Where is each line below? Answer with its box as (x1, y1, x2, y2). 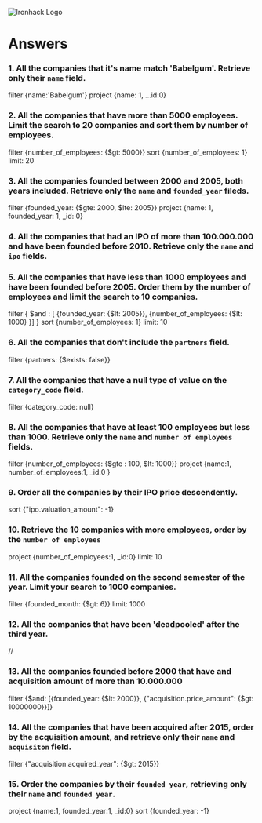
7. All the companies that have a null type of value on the (8, 374, 227, 385)
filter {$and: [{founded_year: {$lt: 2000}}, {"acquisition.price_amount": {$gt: (8, 694, 254, 703)
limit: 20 (8, 155, 35, 165)
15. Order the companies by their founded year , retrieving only (8, 778, 247, 789)
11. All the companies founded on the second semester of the (8, 571, 246, 582)
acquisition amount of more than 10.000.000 (8, 676, 183, 686)
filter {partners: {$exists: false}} (8, 355, 111, 364)
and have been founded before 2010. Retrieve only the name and (8, 241, 254, 251)
